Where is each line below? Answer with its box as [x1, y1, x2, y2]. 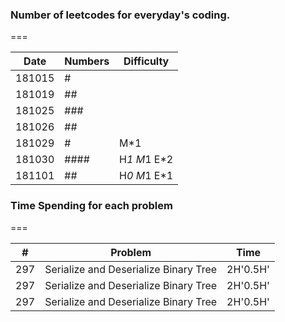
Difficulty [123, 54, 170, 68]
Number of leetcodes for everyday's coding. [10, 8, 231, 22]
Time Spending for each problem [10, 199, 173, 213]
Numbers [64, 54, 110, 68]
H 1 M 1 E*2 [119, 153, 174, 167]
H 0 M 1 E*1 [119, 169, 174, 183]
